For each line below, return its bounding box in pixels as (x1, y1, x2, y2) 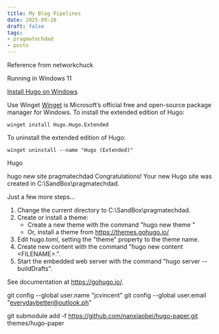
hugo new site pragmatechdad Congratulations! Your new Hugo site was (7, 172, 212, 180)
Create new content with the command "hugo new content (16, 243, 183, 251)
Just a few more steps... (7, 193, 76, 201)
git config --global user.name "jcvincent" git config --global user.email (7, 291, 207, 299)
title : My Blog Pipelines (7, 10, 81, 17)
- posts (7, 42, 30, 49)
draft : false (7, 23, 45, 30)
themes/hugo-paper (7, 319, 65, 327)
